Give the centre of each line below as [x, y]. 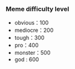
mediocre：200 [34, 30]
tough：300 [29, 38]
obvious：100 [31, 23]
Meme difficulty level [37, 9]
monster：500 [32, 53]
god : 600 [27, 59]
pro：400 [26, 45]
